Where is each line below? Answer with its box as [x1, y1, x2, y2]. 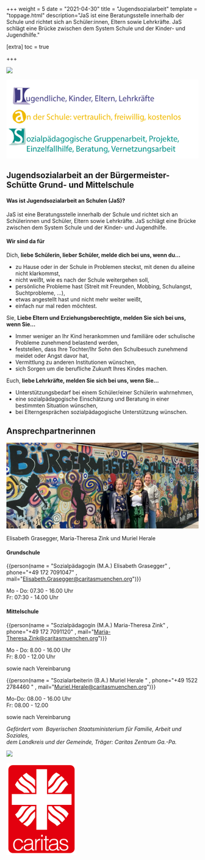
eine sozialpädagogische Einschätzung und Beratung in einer [15, 395, 170, 402]
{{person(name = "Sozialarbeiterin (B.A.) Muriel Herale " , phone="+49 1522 [6, 676, 198, 684]
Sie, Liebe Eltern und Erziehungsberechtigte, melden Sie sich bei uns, [6, 314, 186, 321]
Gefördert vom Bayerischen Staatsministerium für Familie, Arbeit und [6, 725, 182, 733]
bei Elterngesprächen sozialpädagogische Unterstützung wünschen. [15, 408, 188, 415]
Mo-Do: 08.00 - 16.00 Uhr [6, 695, 71, 702]
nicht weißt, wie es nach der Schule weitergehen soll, [15, 276, 149, 284]
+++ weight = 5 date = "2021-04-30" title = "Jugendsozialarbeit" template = [6, 6, 198, 12]
